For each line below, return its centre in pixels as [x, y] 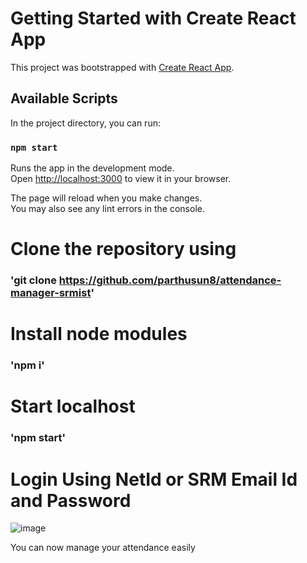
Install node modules [99, 334]
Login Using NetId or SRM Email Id [154, 479]
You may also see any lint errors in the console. [107, 209]
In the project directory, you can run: [85, 123]
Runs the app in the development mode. [92, 168]
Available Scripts [64, 98]
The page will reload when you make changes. [106, 198]
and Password [71, 500]
